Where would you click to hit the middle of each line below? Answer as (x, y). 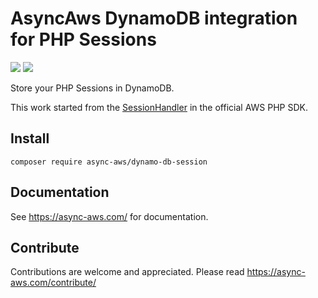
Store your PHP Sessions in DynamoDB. (92, 88)
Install (30, 138)
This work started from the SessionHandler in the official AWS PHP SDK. (159, 107)
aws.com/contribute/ (53, 283)
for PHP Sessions (83, 39)
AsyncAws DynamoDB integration (154, 18)
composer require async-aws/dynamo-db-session (109, 162)
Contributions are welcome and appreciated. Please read (127, 272)
